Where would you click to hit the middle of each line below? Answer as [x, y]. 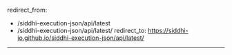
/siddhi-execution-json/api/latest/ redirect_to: [81, 31]
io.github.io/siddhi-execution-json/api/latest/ [81, 38]
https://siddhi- [168, 31]
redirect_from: [27, 10]
